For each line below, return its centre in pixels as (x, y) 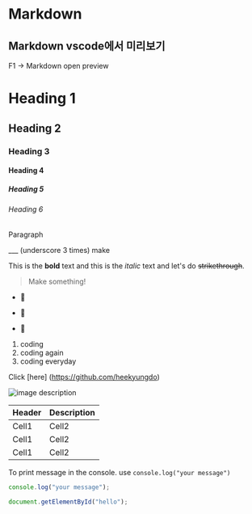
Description (72, 412)
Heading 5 (26, 189)
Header (27, 412)
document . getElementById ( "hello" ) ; (68, 502)
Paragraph (26, 234)
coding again (42, 352)
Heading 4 (26, 171)
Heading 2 (35, 128)
